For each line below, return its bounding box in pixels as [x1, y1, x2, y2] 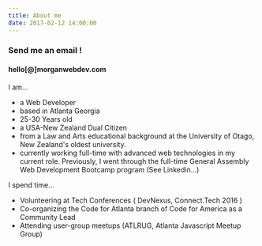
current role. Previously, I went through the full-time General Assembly [19, 156, 249, 166]
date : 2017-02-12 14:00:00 [8, 19, 97, 27]
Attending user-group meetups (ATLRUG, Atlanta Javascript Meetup [19, 221, 241, 230]
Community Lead [19, 212, 77, 221]
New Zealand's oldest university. [19, 139, 126, 149]
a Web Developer [19, 97, 77, 107]
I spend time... [8, 180, 55, 190]
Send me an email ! [8, 45, 83, 56]
